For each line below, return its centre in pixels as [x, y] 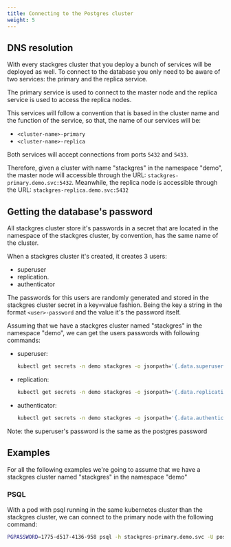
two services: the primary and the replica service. [77, 79]
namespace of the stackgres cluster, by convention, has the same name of [113, 236]
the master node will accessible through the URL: [77, 175]
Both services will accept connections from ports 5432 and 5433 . [98, 155]
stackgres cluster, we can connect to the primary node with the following [110, 517]
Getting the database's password [80, 211]
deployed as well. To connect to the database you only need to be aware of [114, 72]
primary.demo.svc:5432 [40, 183]
